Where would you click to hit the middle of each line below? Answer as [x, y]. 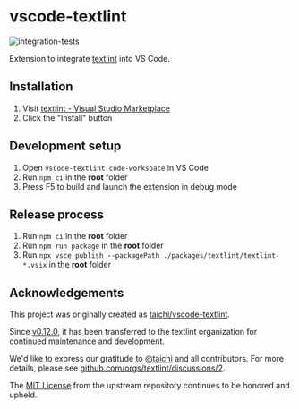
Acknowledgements [67, 293]
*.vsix [34, 266]
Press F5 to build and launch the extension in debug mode [129, 186]
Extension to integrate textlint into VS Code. [90, 58]
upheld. [23, 395]
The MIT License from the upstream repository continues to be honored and [149, 386]
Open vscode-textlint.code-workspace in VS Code [115, 167]
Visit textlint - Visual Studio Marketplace [96, 108]
